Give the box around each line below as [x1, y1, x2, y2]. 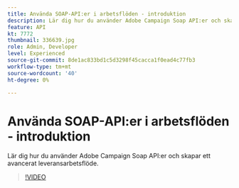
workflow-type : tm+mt [7, 63, 72, 70]
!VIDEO [24, 173, 46, 182]
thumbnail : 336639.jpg [7, 37, 75, 44]
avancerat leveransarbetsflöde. [7, 159, 99, 167]
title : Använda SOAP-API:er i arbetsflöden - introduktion [7, 10, 186, 18]
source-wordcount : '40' [7, 70, 78, 77]
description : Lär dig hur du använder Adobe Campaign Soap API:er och [7, 17, 221, 24]
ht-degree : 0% [7, 76, 50, 84]
